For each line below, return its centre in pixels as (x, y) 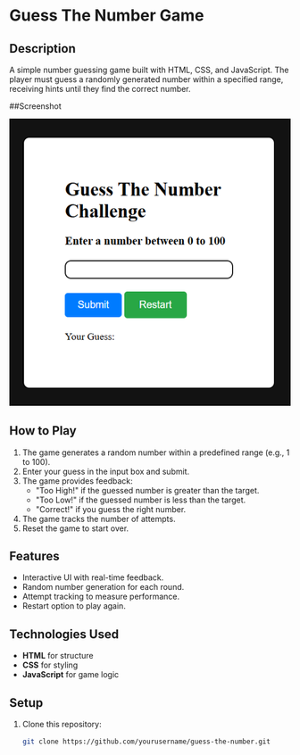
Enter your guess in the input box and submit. (106, 471)
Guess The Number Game (107, 16)
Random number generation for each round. (103, 587)
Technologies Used (64, 634)
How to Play (43, 431)
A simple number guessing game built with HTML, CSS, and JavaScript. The (149, 70)
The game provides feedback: (78, 481)
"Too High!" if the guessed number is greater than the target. (147, 490)
